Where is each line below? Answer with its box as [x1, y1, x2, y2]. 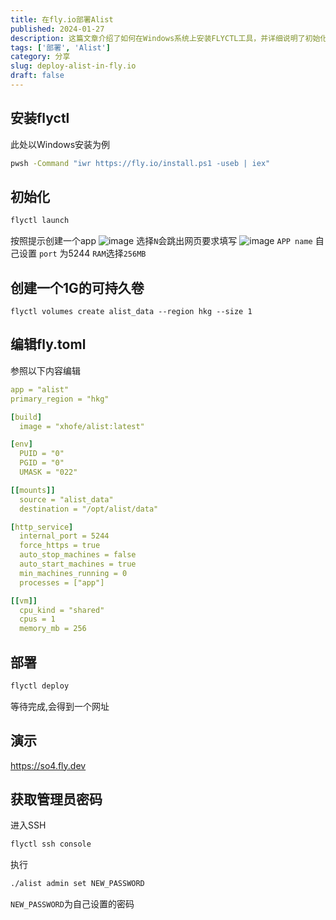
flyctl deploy [10, 681, 70, 691]
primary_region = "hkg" [10, 394, 110, 404]
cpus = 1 [19, 614, 56, 625]
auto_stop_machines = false [19, 550, 137, 560]
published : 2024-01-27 [10, 24, 105, 34]
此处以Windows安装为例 [10, 138, 111, 150]
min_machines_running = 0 [19, 568, 128, 578]
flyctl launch [10, 216, 70, 226]
